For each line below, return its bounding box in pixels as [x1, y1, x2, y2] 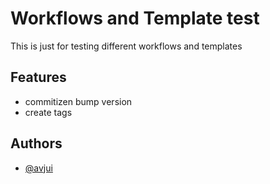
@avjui [24, 162, 53, 174]
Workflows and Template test [10, 7, 260, 30]
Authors [10, 135, 63, 152]
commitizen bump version [24, 95, 133, 107]
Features [10, 69, 67, 86]
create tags [24, 106, 73, 118]
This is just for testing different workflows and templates [10, 40, 243, 52]
